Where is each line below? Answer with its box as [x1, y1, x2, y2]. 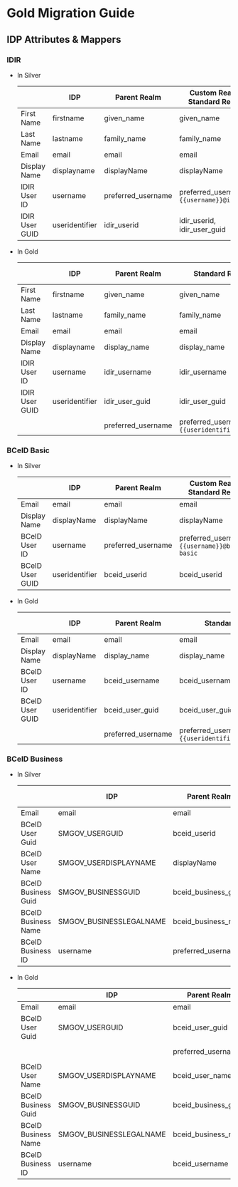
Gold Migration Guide [6, 5, 136, 21]
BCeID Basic [6, 445, 50, 455]
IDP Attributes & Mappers [6, 33, 121, 46]
